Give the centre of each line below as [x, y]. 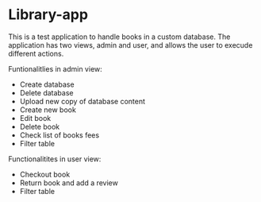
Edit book [35, 118]
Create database [47, 84]
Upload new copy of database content [82, 101]
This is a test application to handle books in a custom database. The [119, 37]
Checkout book [45, 174]
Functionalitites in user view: [55, 159]
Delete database [46, 92]
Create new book [48, 110]
